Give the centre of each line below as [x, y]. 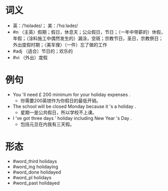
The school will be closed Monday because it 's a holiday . [74, 106]
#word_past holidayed [36, 183]
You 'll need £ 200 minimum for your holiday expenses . [71, 94]
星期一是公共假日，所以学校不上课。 [59, 112]
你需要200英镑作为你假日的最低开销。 [60, 101]
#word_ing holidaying [35, 166]
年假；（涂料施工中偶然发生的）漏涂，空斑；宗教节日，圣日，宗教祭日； [88, 38]
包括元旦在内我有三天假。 [47, 124]
